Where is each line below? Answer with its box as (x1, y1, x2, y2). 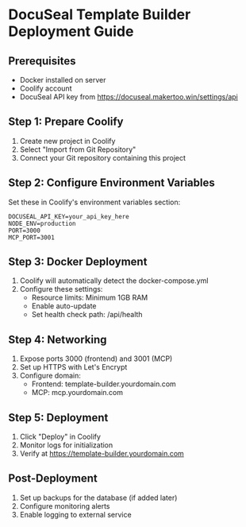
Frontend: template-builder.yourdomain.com (31, 379, 176, 389)
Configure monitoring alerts (19, 501, 110, 510)
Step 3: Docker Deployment (8, 255, 148, 269)
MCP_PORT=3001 (8, 233, 56, 242)
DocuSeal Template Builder (8, 6, 191, 24)
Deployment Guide (8, 22, 134, 41)
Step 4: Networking (8, 332, 107, 347)
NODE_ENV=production (8, 219, 77, 227)
